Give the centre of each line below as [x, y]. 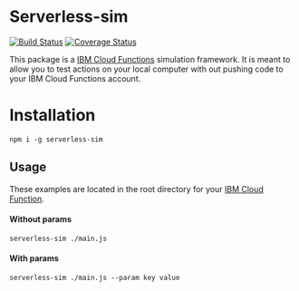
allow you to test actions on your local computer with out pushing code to [146, 69]
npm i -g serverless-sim [56, 139]
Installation [53, 116]
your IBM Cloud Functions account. [75, 78]
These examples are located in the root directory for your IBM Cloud [137, 189]
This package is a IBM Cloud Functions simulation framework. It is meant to [150, 59]
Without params [41, 219]
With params [34, 258]
